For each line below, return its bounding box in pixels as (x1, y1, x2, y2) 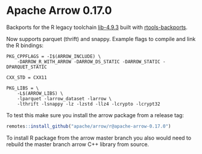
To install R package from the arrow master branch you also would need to (6, 134, 192, 141)
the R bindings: (6, 42, 44, 49)
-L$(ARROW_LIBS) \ (17, 90, 63, 97)
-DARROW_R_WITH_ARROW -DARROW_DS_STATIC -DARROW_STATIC (17, 59, 161, 65)
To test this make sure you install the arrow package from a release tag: (6, 111, 184, 118)
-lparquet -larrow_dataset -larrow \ (17, 95, 112, 101)
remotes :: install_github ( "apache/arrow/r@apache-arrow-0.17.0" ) (6, 123, 171, 129)
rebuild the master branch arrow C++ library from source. (6, 140, 150, 148)
